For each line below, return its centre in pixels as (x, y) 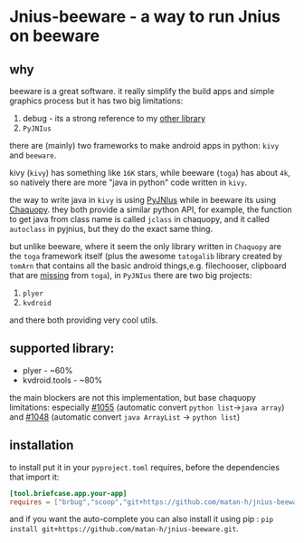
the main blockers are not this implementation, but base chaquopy (133, 397)
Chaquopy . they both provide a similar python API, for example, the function (151, 209)
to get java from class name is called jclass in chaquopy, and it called (139, 219)
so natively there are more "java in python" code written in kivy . (128, 182)
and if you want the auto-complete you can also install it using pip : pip (142, 519)
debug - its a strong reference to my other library (114, 118)
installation (42, 446)
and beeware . (33, 155)
